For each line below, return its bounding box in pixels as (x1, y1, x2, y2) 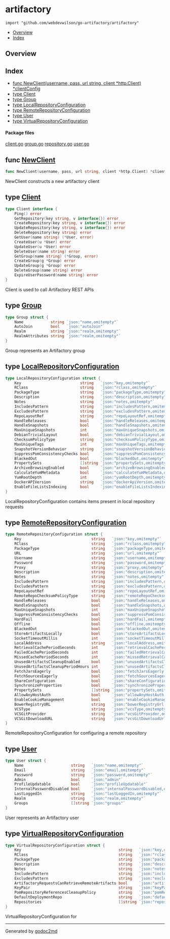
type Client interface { (5, 206, 58, 211)
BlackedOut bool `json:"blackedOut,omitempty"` (14, 456, 166, 461)
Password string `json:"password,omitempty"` (14, 772, 153, 777)
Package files (5, 130, 34, 136)
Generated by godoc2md (5, 928, 58, 934)
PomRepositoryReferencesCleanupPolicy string (14, 890, 133, 895)
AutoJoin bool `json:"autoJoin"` (14, 324, 105, 329)
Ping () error (14, 211, 42, 216)
